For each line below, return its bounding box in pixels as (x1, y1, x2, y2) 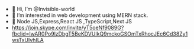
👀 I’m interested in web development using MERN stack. (11, 12, 148, 19)
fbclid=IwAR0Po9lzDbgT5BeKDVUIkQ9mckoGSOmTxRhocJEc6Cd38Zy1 (11, 30, 188, 37)
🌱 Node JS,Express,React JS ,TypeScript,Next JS (11, 18, 132, 24)
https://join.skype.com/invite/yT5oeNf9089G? (11, 24, 124, 31)
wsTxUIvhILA (11, 37, 44, 43)
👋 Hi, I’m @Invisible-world (11, 6, 75, 12)
